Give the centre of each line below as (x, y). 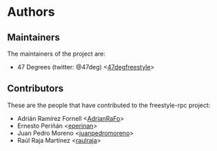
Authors (31, 12)
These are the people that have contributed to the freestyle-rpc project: (109, 105)
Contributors (35, 89)
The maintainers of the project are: (56, 54)
